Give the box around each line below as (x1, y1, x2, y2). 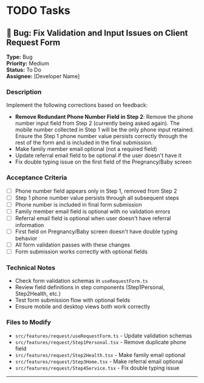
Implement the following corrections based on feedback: (6, 101, 148, 109)
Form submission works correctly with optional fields (15, 248, 148, 255)
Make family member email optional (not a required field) (15, 145, 157, 153)
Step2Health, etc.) (15, 290, 61, 298)
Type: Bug (6, 53, 33, 61)
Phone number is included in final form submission (15, 201, 143, 208)
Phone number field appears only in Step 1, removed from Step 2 (15, 187, 177, 195)
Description (6, 87, 42, 96)
